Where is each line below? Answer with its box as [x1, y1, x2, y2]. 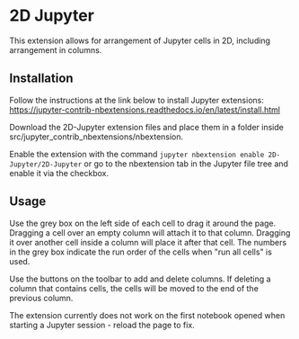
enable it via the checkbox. [9, 167, 110, 178]
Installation [9, 71, 74, 86]
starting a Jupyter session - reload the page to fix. [9, 319, 195, 330]
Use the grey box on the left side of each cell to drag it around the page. [9, 218, 277, 228]
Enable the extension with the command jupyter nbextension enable [9, 148, 265, 159]
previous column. [9, 292, 74, 303]
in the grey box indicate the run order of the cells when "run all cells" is [9, 246, 272, 257]
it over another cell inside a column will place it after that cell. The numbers [9, 236, 287, 247]
